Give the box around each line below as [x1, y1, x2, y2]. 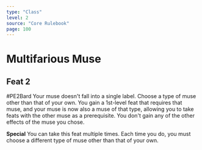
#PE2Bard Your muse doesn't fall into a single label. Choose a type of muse [6, 93, 197, 100]
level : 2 [6, 15, 29, 21]
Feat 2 [6, 76, 31, 87]
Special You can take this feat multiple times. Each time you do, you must [6, 130, 191, 138]
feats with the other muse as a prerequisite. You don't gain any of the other [6, 112, 195, 120]
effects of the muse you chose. [6, 118, 85, 126]
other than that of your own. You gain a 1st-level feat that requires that [6, 99, 182, 107]
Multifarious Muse [6, 52, 102, 66]
